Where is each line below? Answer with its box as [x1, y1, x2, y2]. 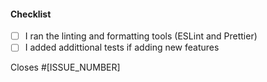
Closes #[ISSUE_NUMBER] [10, 61, 121, 74]
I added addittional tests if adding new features [24, 41, 220, 54]
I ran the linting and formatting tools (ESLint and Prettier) [24, 30, 258, 42]
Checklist [10, 8, 52, 20]
